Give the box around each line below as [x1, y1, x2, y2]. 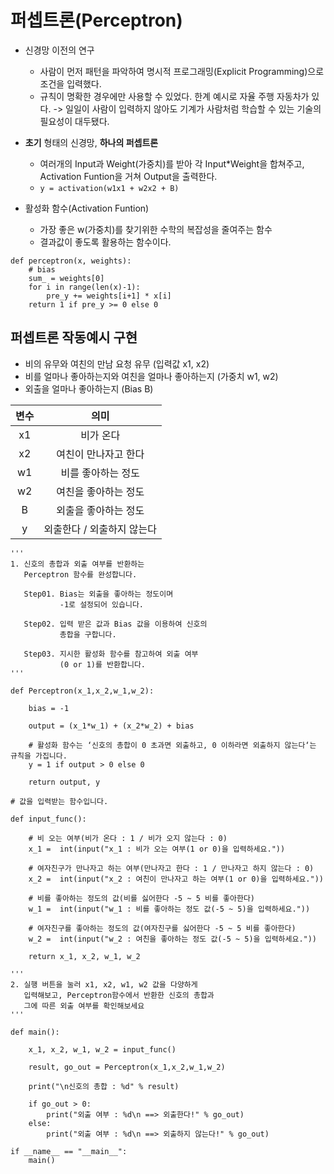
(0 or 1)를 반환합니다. [59, 659, 146, 670]
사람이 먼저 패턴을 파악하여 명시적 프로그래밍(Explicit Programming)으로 [39, 65, 325, 77]
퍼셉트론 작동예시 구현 [10, 329, 138, 346]
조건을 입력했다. [39, 77, 102, 90]
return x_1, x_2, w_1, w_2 [28, 951, 141, 961]
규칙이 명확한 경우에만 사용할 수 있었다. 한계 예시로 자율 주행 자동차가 [39, 90, 310, 102]
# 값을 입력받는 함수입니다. [10, 796, 109, 806]
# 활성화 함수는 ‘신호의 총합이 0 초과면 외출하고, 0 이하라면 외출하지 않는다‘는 [28, 740, 317, 750]
